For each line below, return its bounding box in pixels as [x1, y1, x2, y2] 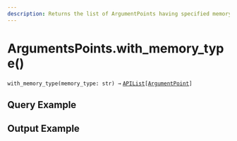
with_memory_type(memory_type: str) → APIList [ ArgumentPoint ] [7, 80, 193, 87]
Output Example [7, 123, 80, 135]
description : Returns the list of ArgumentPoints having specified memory [7, 10, 232, 18]
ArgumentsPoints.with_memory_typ [7, 40, 224, 56]
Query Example [7, 99, 77, 111]
